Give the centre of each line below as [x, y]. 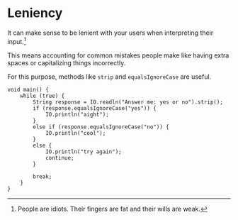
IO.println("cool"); [75, 133]
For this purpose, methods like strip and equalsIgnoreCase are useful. [109, 77]
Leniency [35, 13]
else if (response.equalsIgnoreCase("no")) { [101, 127]
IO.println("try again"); [83, 152]
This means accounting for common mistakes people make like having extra [118, 55]
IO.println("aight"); [77, 114]
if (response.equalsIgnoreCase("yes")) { [95, 108]
